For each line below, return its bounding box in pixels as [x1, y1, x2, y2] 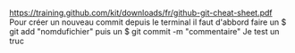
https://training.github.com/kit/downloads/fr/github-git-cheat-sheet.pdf [9, 8, 273, 18]
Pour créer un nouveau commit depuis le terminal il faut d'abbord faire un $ [9, 17, 287, 27]
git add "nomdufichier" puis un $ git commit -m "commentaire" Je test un [9, 26, 280, 36]
